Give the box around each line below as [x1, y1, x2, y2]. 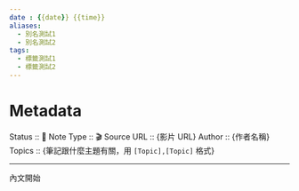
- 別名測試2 [17, 37, 56, 47]
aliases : [9, 21, 42, 30]
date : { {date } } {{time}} [9, 12, 105, 22]
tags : [9, 46, 29, 55]
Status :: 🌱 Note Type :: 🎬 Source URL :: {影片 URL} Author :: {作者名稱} [9, 131, 271, 142]
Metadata [9, 101, 82, 121]
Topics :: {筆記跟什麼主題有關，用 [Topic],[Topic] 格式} [9, 145, 215, 155]
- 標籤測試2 [17, 63, 56, 72]
